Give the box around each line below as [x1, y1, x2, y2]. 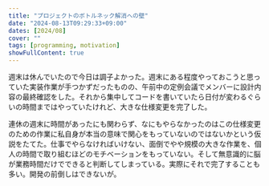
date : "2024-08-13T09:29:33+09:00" [8, 19, 128, 27]
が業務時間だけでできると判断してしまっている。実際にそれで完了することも [8, 160, 261, 168]
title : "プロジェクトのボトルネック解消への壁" [8, 11, 149, 20]
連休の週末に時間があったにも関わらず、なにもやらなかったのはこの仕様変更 [8, 119, 261, 128]
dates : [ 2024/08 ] [8, 26, 67, 34]
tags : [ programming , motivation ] [8, 42, 120, 50]
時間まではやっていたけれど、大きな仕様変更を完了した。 [22, 102, 212, 111]
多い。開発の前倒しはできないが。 [8, 169, 121, 179]
